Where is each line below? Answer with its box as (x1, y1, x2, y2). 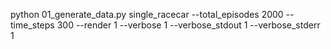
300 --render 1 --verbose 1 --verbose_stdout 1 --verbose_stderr (56, 19, 321, 31)
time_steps (10, 19, 55, 31)
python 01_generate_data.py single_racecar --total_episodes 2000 (10, 9, 284, 20)
